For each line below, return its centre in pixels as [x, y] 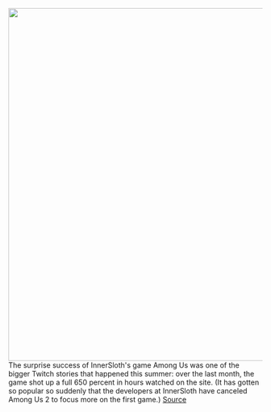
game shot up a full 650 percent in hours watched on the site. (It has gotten [134, 382]
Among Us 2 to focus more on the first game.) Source [98, 400]
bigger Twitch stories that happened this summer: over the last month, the [131, 374]
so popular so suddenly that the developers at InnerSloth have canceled [128, 391]
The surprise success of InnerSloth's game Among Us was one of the [124, 365]
